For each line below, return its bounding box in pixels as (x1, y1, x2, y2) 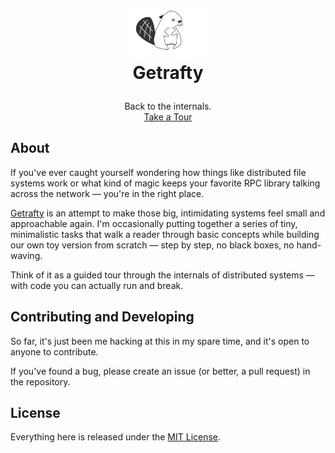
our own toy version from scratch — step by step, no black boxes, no (10, 239, 295, 251)
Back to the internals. (124, 100, 212, 112)
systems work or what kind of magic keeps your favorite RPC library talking (10, 177, 321, 189)
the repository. (10, 375, 71, 388)
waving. (10, 249, 43, 261)
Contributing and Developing (10, 309, 195, 326)
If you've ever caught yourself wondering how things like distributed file (10, 166, 307, 178)
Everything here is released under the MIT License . (10, 431, 222, 443)
